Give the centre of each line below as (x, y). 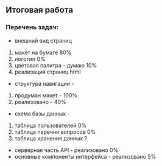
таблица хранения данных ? (51, 138)
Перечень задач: (32, 27)
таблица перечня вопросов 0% (55, 132)
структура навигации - (44, 83)
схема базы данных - (42, 113)
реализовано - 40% (40, 102)
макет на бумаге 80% (43, 52)
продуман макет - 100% (46, 95)
